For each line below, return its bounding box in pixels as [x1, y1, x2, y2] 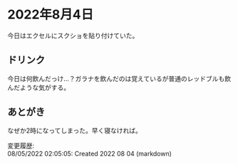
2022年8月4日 [7, 6, 94, 23]
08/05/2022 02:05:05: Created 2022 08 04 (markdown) [7, 149, 172, 158]
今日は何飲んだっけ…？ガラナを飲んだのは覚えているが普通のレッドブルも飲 [7, 74, 232, 82]
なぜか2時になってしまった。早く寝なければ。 [7, 126, 143, 135]
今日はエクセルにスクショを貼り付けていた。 [7, 31, 139, 40]
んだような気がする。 [7, 83, 70, 92]
